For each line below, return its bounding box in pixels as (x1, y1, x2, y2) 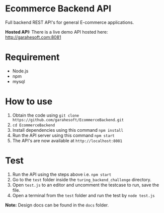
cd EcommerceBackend (12, 122, 55, 128)
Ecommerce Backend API (5, 3, 112, 14)
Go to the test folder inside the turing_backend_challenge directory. (12, 176, 152, 182)
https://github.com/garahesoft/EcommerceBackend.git (12, 117, 124, 122)
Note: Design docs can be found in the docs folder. (5, 202, 109, 208)
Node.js (12, 68, 29, 74)
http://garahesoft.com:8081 (5, 34, 61, 40)
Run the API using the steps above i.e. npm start (12, 171, 112, 177)
